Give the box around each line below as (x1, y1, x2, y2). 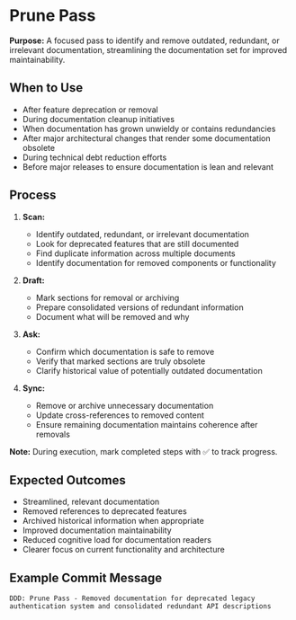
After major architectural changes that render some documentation (22, 132, 271, 144)
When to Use (9, 80, 84, 95)
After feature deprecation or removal (22, 104, 159, 115)
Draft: (22, 275, 45, 286)
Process (9, 188, 57, 203)
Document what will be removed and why (35, 311, 190, 322)
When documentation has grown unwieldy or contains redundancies (22, 123, 276, 134)
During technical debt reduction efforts (22, 152, 167, 163)
